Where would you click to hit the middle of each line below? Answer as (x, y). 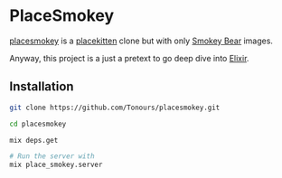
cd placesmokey (38, 124)
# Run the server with (52, 156)
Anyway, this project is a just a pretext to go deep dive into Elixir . (129, 58)
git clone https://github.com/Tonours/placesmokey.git (115, 108)
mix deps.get (34, 140)
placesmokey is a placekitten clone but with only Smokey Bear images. (141, 41)
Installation (42, 87)
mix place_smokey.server (56, 165)
